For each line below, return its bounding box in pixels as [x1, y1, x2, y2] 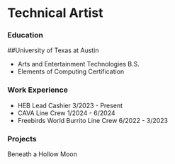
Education [7, 30, 44, 40]
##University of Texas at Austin [7, 46, 99, 54]
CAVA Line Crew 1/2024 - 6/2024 [17, 108, 115, 117]
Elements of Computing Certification [17, 67, 125, 76]
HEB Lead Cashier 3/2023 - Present [17, 101, 123, 110]
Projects [7, 134, 37, 143]
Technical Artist [7, 5, 103, 21]
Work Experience [7, 85, 69, 95]
